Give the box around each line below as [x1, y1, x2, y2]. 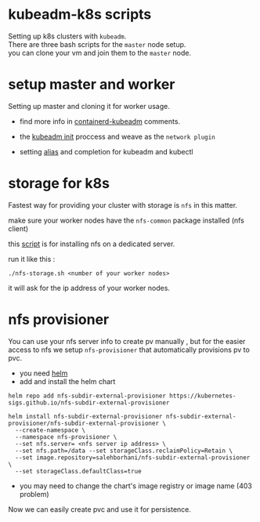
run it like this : [8, 254, 56, 263]
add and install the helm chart [19, 376, 116, 386]
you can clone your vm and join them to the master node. [8, 48, 192, 57]
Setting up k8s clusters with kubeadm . [8, 31, 127, 41]
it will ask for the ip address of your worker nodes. [8, 283, 171, 292]
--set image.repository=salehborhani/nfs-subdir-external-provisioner [15, 453, 251, 462]
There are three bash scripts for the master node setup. [8, 39, 186, 49]
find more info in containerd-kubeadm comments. [19, 116, 181, 126]
